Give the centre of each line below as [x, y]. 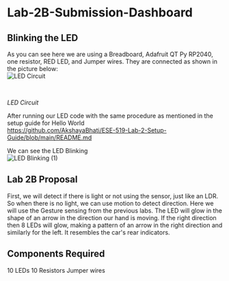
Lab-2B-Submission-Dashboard [100, 13]
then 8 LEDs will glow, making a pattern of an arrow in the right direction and [115, 225]
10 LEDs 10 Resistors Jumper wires [56, 270]
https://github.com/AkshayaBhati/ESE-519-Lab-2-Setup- [87, 130]
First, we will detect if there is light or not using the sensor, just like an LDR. [113, 196]
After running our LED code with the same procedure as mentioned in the [110, 116]
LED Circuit [23, 103]
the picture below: [32, 69]
